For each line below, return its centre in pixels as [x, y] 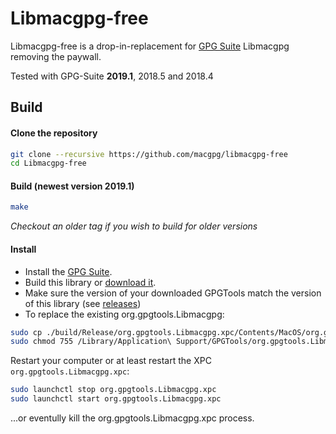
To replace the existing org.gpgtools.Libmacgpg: [124, 314]
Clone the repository [54, 133]
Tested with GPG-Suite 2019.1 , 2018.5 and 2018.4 [112, 76]
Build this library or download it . [90, 282]
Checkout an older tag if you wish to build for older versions [134, 226]
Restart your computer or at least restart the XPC [111, 361]
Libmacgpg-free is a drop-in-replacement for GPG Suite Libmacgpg [150, 46]
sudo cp [26, 332]
